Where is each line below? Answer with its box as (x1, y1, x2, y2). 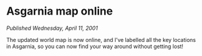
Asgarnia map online (6, 4, 113, 18)
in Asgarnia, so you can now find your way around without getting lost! (6, 43, 184, 50)
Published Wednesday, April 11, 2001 (6, 24, 99, 32)
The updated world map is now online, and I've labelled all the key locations (6, 36, 196, 43)
